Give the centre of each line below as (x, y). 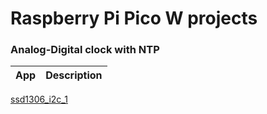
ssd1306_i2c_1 (39, 99)
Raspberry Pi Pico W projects (134, 18)
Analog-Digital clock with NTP (85, 50)
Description (74, 75)
